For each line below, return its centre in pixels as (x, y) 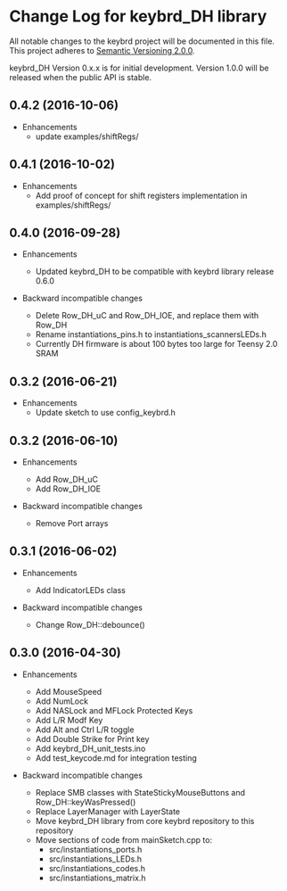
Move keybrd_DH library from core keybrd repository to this (145, 821)
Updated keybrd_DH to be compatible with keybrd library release (155, 272)
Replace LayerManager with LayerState (108, 811)
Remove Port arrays (72, 523)
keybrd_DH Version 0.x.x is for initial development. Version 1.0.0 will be (139, 68)
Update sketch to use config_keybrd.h (106, 413)
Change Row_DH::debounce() (90, 624)
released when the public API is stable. (81, 77)
